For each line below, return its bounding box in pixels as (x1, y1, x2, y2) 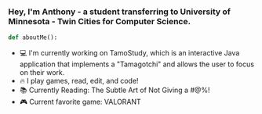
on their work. (19, 68, 65, 77)
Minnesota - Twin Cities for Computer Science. (8, 16, 191, 27)
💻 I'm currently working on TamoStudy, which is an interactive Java (19, 48, 240, 58)
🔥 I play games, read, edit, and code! (19, 77, 139, 86)
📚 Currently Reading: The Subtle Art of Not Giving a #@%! (19, 85, 210, 95)
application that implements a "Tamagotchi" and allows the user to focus (19, 59, 255, 69)
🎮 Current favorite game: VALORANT (19, 97, 141, 107)
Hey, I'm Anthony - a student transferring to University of (8, 6, 231, 17)
